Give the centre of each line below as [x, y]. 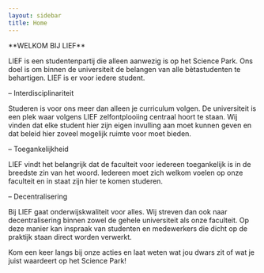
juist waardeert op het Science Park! [67, 260]
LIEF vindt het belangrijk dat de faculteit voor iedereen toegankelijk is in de [130, 164]
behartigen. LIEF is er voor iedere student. [77, 78]
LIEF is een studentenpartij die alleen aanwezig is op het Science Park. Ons [130, 61]
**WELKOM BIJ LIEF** [47, 45]
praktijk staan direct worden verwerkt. [70, 237]
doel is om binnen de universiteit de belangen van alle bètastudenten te [124, 69]
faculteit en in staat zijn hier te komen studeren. [86, 181]
